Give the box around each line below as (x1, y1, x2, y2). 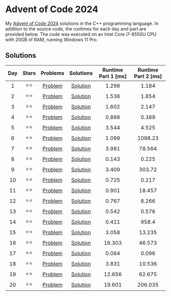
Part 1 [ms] (99, 73, 127, 80)
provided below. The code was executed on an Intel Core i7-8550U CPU (5, 31, 157, 37)
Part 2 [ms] (134, 73, 162, 80)
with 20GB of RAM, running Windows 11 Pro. (5, 37, 98, 43)
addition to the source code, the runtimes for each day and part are (5, 25, 147, 31)
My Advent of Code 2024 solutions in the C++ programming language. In (5, 20, 159, 26)
